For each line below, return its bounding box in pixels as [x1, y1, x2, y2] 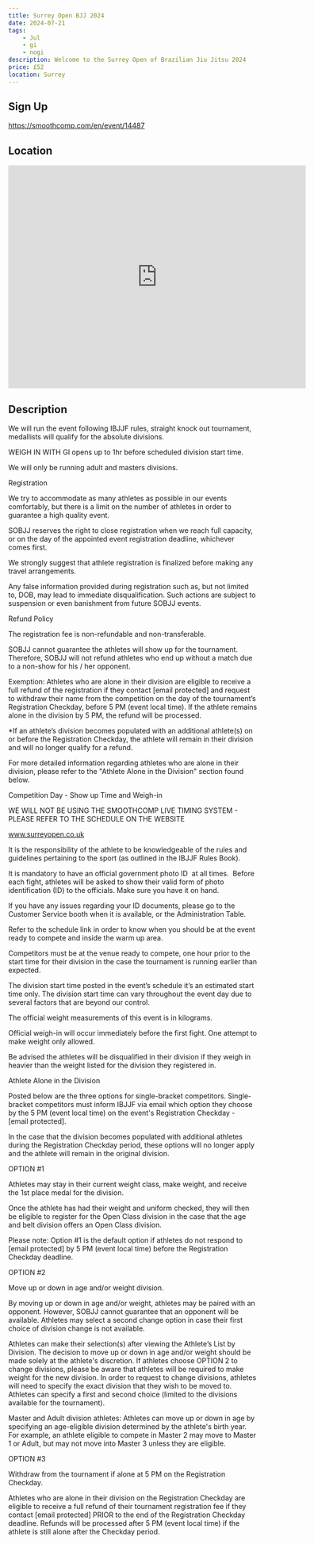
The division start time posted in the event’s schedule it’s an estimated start [8, 981, 255, 990]
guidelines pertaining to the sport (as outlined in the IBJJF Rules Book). [8, 853, 241, 863]
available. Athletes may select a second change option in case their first [8, 1316, 243, 1325]
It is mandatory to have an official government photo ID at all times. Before [8, 869, 255, 879]
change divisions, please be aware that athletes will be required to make [8, 1365, 244, 1374]
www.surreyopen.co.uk [8, 829, 85, 839]
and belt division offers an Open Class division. [8, 1220, 163, 1230]
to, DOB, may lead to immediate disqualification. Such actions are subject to [8, 590, 256, 600]
